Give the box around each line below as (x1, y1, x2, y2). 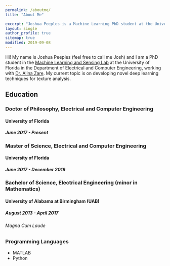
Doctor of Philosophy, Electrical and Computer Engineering (5, 105, 153, 112)
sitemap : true (5, 35, 35, 41)
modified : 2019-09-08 (5, 40, 51, 46)
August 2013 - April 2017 (5, 210, 59, 216)
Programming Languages (5, 238, 69, 245)
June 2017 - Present (5, 130, 49, 136)
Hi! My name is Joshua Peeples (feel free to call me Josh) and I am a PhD (5, 54, 158, 60)
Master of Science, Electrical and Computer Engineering (5, 142, 147, 149)
